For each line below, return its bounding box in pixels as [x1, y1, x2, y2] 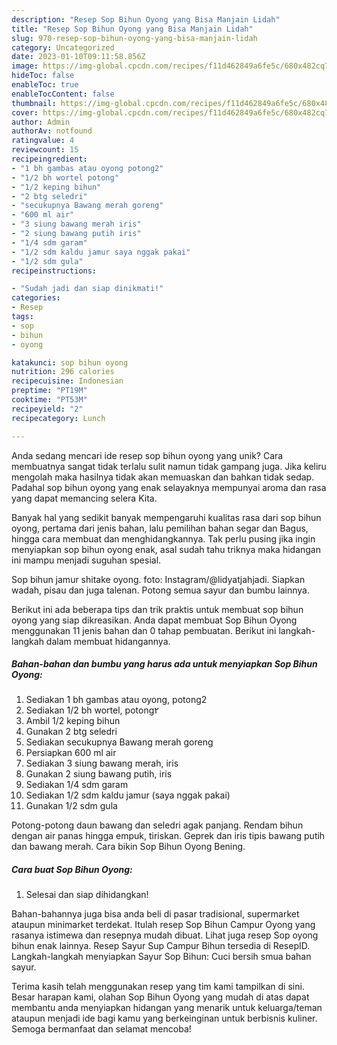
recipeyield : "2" [11, 404, 84, 414]
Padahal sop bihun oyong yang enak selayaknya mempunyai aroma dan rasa [11, 481, 327, 493]
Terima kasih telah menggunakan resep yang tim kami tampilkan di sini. [11, 981, 305, 993]
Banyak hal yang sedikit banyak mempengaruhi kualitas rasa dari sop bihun [11, 511, 322, 523]
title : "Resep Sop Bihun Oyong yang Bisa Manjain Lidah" [11, 24, 254, 34]
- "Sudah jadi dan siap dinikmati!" [11, 284, 164, 294]
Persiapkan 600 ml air [25, 747, 117, 759]
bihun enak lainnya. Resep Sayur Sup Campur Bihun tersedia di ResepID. [11, 940, 311, 952]
